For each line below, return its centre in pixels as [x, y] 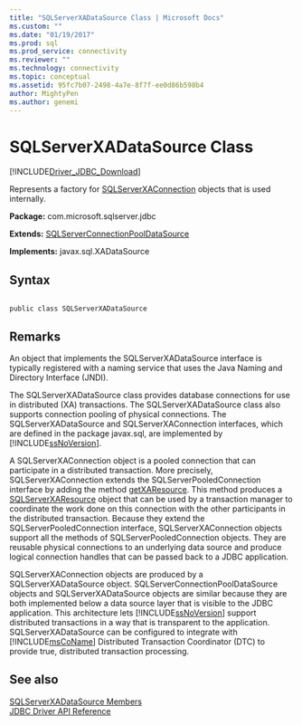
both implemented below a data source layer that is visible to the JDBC [142, 603]
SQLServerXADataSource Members [76, 701]
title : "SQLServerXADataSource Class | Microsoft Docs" [117, 18]
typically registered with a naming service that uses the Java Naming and [146, 367]
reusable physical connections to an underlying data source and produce [146, 547]
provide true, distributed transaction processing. [99, 651]
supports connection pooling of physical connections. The [118, 414]
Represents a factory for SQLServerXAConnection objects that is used [140, 189]
